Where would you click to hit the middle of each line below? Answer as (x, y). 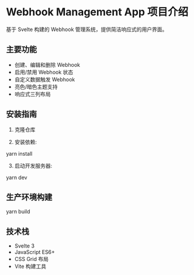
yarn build (18, 212)
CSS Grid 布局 (31, 259)
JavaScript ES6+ (35, 252)
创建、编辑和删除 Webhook (47, 64)
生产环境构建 (29, 197)
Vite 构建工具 (30, 266)
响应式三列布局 (32, 94)
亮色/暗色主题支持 (36, 87)
